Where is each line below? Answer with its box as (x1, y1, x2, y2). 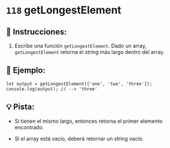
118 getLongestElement (6, 4, 122, 17)
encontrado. (14, 123, 44, 130)
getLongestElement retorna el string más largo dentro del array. (14, 49, 165, 56)
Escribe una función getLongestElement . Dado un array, (14, 42, 147, 49)
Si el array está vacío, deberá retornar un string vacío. (14, 135, 144, 142)
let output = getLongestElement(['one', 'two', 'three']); (6, 81, 153, 87)
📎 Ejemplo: (6, 66, 45, 75)
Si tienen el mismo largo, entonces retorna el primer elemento (14, 118, 163, 125)
